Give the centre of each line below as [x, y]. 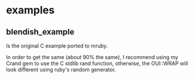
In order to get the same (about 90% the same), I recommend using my [92, 57]
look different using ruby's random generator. [61, 70]
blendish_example [40, 32]
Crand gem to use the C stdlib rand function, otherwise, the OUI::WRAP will [97, 63]
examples [30, 10]
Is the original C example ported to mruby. [57, 46]
